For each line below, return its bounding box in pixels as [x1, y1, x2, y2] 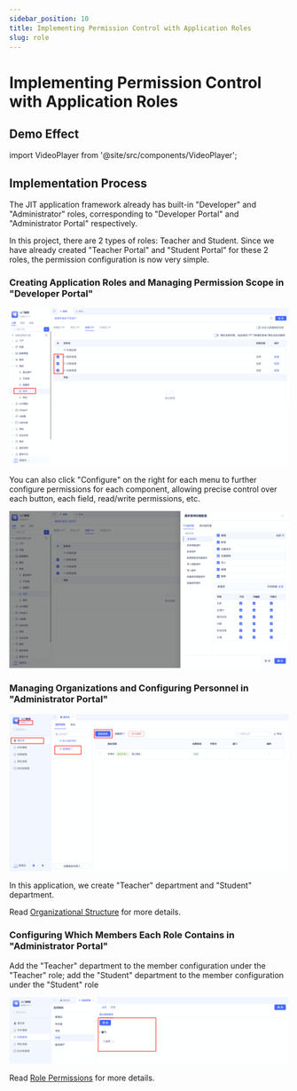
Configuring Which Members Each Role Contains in [9, 929, 235, 941]
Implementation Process [9, 176, 148, 191]
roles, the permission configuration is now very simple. [9, 254, 210, 265]
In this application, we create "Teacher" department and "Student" [9, 880, 253, 891]
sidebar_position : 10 [9, 14, 90, 23]
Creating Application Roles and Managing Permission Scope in [9, 276, 285, 289]
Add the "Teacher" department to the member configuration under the [9, 960, 266, 971]
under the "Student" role [9, 979, 99, 990]
